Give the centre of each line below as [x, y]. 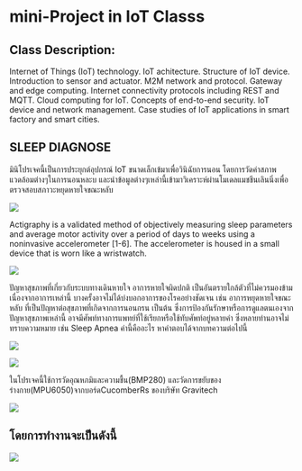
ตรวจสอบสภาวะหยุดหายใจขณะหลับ [61, 189]
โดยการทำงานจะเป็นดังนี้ [63, 435]
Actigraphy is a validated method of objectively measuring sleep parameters [151, 224]
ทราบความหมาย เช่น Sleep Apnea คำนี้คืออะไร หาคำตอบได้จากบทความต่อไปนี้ [128, 328]
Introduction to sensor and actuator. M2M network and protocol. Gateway [146, 81]
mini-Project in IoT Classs [107, 17]
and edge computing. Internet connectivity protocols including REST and [144, 91]
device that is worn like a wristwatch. [78, 253]
